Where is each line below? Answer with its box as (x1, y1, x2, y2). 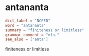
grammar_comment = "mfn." (5, 32, 59, 37)
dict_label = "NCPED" (5, 18, 51, 23)
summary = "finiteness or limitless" (5, 27, 84, 33)
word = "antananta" (5, 23, 46, 28)
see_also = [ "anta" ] (5, 37, 49, 42)
